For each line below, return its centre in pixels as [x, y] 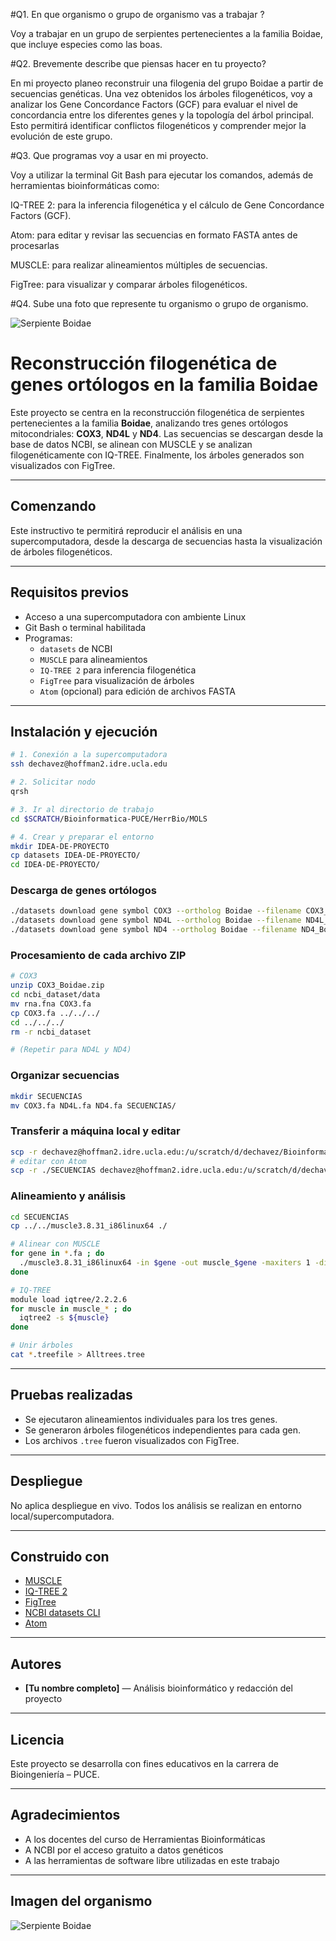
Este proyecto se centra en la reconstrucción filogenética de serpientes [157, 412]
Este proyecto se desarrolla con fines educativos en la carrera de [144, 1764]
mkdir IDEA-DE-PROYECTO [60, 846]
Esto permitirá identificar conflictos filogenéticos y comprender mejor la [158, 125]
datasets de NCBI [76, 648]
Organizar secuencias [65, 1076]
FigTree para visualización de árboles [117, 680]
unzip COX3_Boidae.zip [57, 985]
